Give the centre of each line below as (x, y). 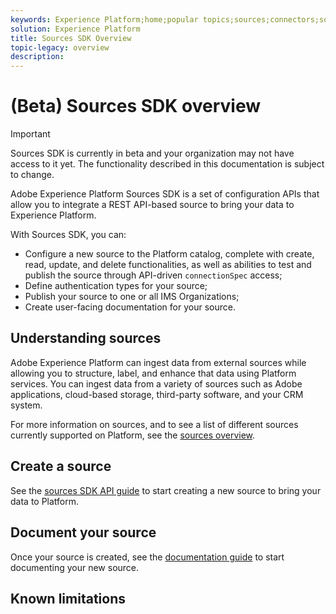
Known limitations (68, 598)
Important (30, 134)
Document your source (83, 532)
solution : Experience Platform (75, 29)
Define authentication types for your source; (116, 286)
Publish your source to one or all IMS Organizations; (132, 297)
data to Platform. (45, 501)
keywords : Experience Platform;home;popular (104, 19)
